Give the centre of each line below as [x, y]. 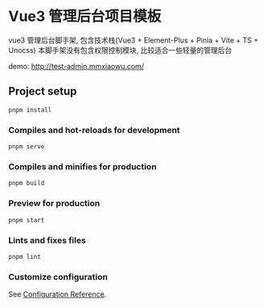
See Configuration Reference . [57, 294]
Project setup [43, 92]
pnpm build [27, 184]
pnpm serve [27, 147]
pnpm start [27, 220]
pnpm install [30, 110]
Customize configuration [58, 277]
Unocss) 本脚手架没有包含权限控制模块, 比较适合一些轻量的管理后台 [120, 50]
